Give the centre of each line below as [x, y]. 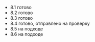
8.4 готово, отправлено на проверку [50, 23]
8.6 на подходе [27, 34]
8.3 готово [21, 18]
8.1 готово [21, 7]
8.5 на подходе [27, 29]
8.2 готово [21, 13]
